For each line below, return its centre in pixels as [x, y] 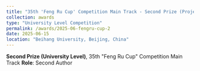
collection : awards [30, 17]
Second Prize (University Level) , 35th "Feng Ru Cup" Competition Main [94, 56]
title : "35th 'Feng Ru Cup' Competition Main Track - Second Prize [92, 12]
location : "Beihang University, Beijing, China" [68, 39]
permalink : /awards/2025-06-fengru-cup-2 [58, 28]
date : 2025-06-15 [28, 34]
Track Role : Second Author [39, 63]
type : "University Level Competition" [54, 23]
